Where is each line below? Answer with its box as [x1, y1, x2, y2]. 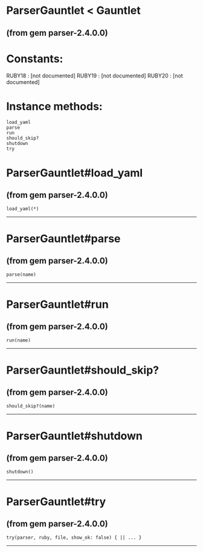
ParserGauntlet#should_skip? [6, 363, 159, 377]
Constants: [6, 52, 63, 65]
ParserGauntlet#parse [6, 232, 121, 245]
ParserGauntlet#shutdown [6, 429, 143, 443]
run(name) [6, 337, 31, 343]
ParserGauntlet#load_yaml [6, 166, 143, 180]
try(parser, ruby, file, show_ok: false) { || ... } [6, 534, 142, 541]
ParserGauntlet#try [6, 495, 106, 508]
